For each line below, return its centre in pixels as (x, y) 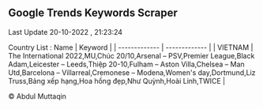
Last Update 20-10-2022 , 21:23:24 (66, 32)
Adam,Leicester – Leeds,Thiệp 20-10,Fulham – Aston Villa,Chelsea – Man (126, 64)
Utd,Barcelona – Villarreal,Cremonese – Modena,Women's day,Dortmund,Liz (132, 72)
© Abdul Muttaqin (38, 96)
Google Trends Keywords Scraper (93, 13)
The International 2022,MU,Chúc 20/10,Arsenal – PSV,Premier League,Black (131, 55)
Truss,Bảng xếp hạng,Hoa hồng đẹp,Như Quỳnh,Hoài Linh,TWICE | (117, 81)
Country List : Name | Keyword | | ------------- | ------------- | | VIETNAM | (131, 47)
